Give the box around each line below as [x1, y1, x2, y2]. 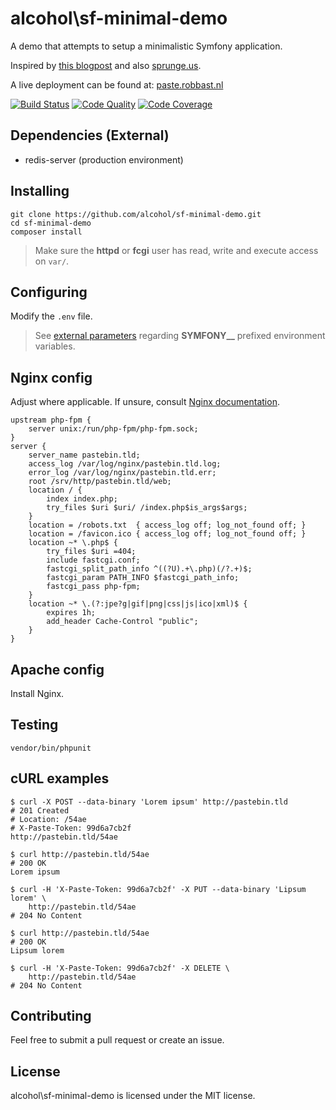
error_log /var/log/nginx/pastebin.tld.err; [28, 468, 217, 478]
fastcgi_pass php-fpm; [46, 582, 141, 592]
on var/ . [34, 255, 70, 267]
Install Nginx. [10, 688, 65, 699]
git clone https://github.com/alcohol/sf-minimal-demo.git [10, 209, 262, 219]
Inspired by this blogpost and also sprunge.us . [10, 59, 202, 71]
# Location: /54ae [10, 814, 87, 824]
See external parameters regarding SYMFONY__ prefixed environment [34, 330, 326, 342]
